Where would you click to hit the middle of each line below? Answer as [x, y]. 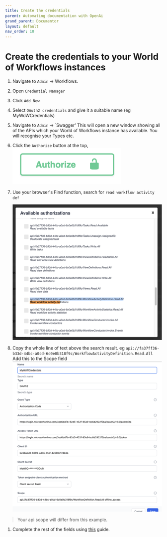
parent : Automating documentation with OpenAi [54, 16]
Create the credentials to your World [82, 57]
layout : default [22, 26]
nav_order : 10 [20, 32]
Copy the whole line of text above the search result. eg [69, 348]
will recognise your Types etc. [43, 136]
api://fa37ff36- [143, 349]
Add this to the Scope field [40, 358]
